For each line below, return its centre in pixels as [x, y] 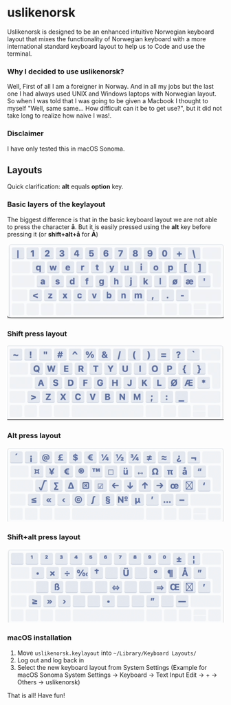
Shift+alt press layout [44, 537]
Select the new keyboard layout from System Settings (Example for [112, 667]
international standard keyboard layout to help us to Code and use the [106, 46]
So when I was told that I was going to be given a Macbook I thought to [108, 101]
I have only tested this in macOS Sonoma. [66, 149]
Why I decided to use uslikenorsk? [66, 72]
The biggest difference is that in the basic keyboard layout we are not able [112, 219]
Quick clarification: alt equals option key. [65, 186]
